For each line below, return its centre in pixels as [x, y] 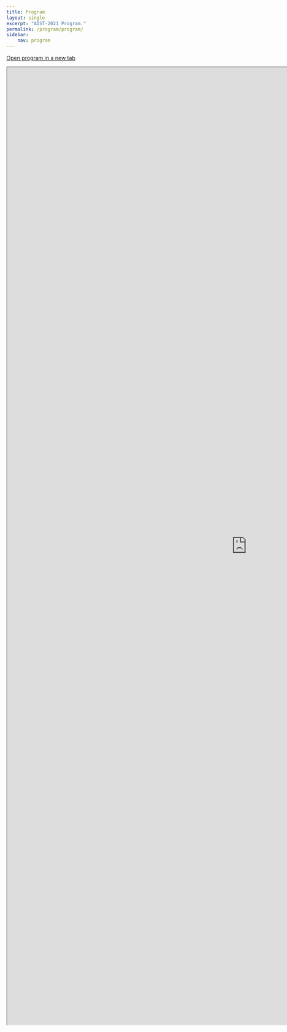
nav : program [34, 40]
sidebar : [17, 35]
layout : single [26, 18]
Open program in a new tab [41, 58]
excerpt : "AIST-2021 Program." [46, 23]
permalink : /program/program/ [45, 29]
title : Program [26, 12]
